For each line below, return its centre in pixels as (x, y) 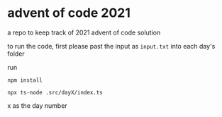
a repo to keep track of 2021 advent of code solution (84, 32)
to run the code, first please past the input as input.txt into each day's (111, 46)
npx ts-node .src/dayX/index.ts (55, 92)
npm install (25, 80)
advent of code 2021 (69, 13)
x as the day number (37, 105)
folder (16, 54)
